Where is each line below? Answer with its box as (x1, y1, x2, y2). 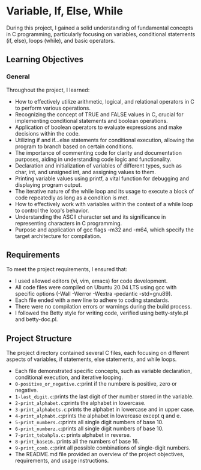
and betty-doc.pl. (14, 316, 58, 323)
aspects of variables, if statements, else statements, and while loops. (6, 356, 177, 363)
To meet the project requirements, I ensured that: (6, 266, 128, 273)
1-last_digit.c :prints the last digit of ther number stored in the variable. (14, 393, 194, 400)
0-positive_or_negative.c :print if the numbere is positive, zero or (14, 380, 177, 387)
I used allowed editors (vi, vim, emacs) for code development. (14, 277, 168, 284)
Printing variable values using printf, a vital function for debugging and (14, 175, 190, 182)
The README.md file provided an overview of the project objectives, (14, 451, 185, 458)
